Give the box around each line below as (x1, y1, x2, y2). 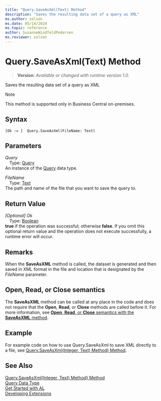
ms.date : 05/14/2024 (5, 21, 48, 26)
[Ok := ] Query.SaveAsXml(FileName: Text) (5, 128, 96, 133)
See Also (5, 362, 33, 370)
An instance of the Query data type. (5, 165, 78, 171)
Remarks (5, 248, 33, 256)
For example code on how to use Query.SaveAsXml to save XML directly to (5, 342, 157, 348)
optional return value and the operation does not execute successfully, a (5, 228, 152, 234)
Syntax (5, 115, 27, 124)
